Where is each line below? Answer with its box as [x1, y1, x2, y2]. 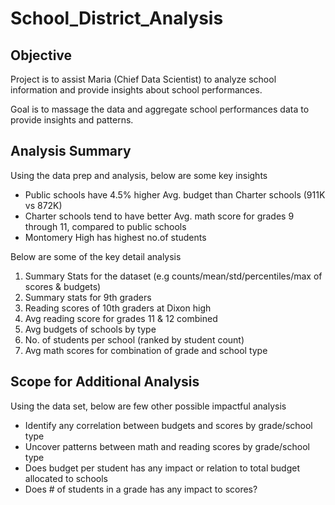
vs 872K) [24, 199, 63, 211]
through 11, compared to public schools [24, 220, 187, 232]
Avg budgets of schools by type [24, 323, 157, 335]
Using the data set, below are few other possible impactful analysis [10, 400, 287, 412]
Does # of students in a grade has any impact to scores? [24, 483, 258, 495]
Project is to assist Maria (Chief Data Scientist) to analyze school [10, 73, 277, 85]
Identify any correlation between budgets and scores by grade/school [24, 419, 313, 431]
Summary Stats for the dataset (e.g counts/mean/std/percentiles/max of [24, 270, 323, 282]
